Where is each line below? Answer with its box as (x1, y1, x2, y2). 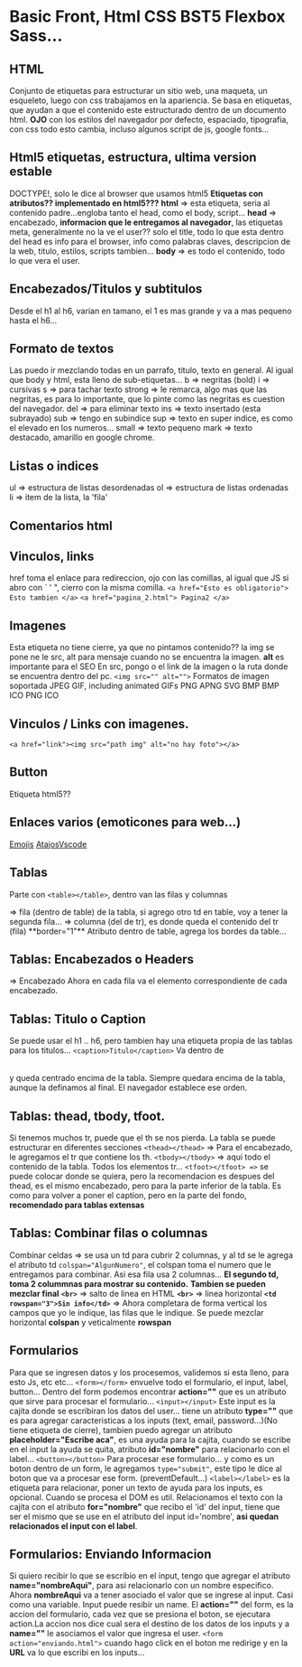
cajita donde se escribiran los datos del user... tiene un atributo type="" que (9, 1405, 294, 1416)
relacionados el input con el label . (9, 1520, 138, 1532)
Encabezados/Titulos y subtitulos (9, 282, 203, 297)
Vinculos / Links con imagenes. (9, 716, 189, 731)
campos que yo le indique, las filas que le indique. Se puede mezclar (9, 1307, 264, 1318)
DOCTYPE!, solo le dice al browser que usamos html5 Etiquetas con (9, 188, 263, 199)
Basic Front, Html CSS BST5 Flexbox (9, 6, 286, 27)
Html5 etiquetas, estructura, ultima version (9, 150, 257, 165)
